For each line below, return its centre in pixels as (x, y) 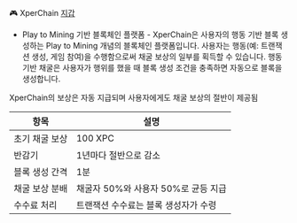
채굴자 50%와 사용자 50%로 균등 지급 (151, 188)
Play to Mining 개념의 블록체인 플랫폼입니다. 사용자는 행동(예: (152, 46)
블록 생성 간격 (41, 172)
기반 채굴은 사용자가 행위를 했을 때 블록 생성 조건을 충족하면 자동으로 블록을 (152, 68)
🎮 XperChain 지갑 (42, 13)
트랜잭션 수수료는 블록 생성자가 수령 (146, 205)
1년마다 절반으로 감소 (118, 155)
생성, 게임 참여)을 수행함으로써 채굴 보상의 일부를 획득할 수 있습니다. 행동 (157, 57)
